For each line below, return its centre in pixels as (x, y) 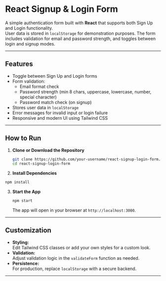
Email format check (39, 86)
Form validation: (29, 81)
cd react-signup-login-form (41, 164)
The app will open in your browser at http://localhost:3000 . (74, 210)
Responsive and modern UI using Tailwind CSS (60, 118)
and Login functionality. (29, 28)
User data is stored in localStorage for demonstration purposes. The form (80, 33)
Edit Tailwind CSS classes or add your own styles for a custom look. (81, 247)
